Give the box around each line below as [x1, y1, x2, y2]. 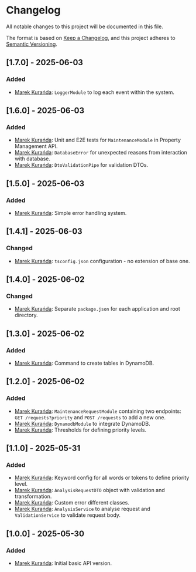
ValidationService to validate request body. [14, 512, 121, 519]
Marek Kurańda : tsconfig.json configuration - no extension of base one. [14, 257, 190, 264]
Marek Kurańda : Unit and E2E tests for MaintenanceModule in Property [14, 136, 181, 144]
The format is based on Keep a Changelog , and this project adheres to [6, 34, 176, 41]
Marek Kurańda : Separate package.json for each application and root [14, 305, 180, 312]
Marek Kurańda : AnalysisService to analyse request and [14, 506, 150, 513]
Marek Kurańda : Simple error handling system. [14, 210, 127, 216]
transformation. [14, 493, 52, 500]
